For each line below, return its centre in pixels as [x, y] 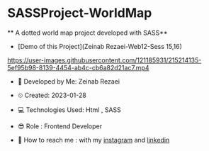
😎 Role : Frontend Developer [60, 126]
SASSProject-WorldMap [80, 13]
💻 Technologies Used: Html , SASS [69, 110]
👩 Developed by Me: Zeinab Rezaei [69, 81]
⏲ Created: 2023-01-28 [52, 95]
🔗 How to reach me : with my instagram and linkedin [94, 140]
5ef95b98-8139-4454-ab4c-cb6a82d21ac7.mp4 [78, 67]
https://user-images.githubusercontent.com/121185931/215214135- [104, 60]
